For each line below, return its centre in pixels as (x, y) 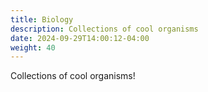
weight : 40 (33, 47)
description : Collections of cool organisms (104, 29)
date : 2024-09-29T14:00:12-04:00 (80, 38)
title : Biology (42, 19)
